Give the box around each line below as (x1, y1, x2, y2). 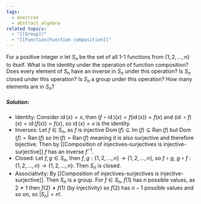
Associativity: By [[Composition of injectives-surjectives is (14, 170, 160, 178)
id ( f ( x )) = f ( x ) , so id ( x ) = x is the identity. (29, 120, 131, 127)
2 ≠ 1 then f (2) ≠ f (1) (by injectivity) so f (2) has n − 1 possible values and (14, 184, 194, 191)
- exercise (11, 14, 39, 20)
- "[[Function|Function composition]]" (11, 37, 112, 43)
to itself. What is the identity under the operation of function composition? (6, 61, 189, 68)
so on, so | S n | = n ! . (14, 191, 62, 199)
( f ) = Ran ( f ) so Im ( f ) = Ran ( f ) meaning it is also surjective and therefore (14, 134, 194, 141)
